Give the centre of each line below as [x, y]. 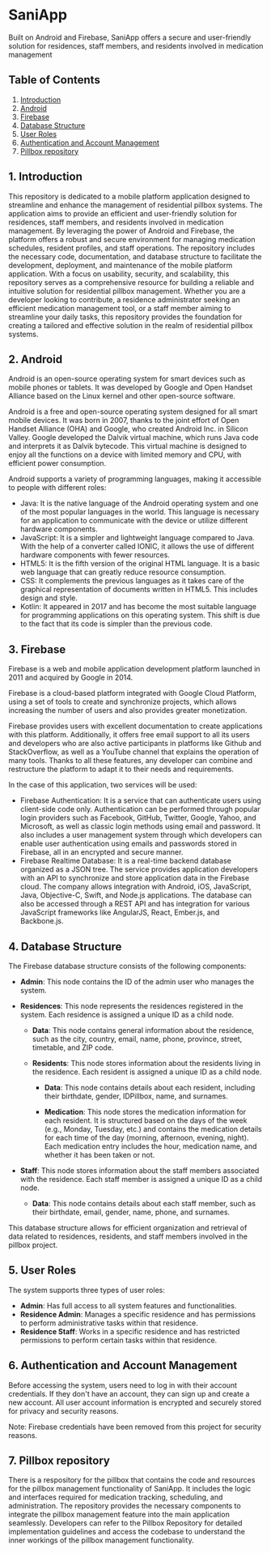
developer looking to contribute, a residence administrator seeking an [124, 299]
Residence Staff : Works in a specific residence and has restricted [130, 1331]
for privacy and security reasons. [64, 1410]
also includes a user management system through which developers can [141, 835]
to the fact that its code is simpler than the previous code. [116, 624]
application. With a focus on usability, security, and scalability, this [119, 274]
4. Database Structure [65, 947]
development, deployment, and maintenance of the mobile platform [121, 265]
